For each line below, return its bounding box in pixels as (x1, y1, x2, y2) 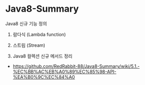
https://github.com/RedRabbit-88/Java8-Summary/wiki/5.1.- (12, 63, 140, 69)
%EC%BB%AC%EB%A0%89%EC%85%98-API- (12, 68, 117, 74)
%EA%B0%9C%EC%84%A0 (12, 74, 76, 80)
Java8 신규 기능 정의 (5, 20, 47, 26)
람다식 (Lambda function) (12, 31, 66, 37)
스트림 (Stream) (12, 42, 45, 48)
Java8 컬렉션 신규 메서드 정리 (12, 53, 73, 59)
